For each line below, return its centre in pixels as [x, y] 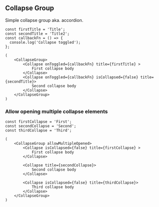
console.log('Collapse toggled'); [45, 42]
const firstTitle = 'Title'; [35, 29]
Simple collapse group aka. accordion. [44, 20]
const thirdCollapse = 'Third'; [38, 131]
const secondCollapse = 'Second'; [41, 126]
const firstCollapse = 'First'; [38, 122]
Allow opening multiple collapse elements [56, 111]
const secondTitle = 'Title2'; [37, 34]
